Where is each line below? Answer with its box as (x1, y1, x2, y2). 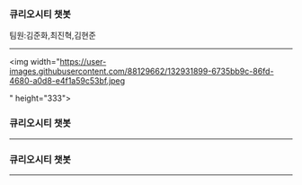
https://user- (59, 57, 107, 67)
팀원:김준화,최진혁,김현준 (9, 30, 96, 41)
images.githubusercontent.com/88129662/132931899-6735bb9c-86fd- (9, 66, 274, 77)
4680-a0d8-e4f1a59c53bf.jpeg (9, 75, 126, 86)
